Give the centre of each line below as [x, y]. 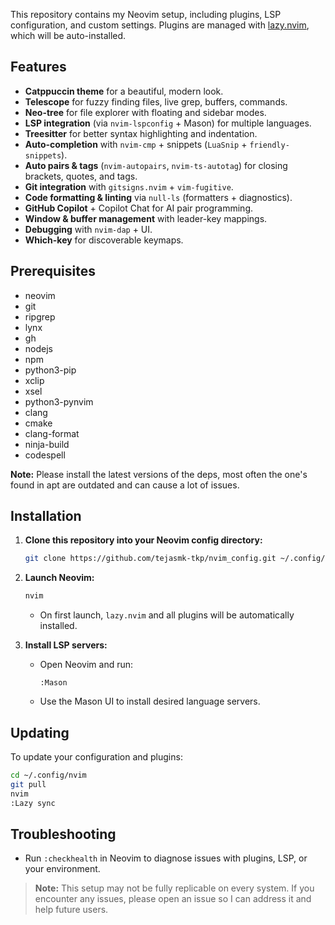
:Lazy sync [33, 803]
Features [38, 67]
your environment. [62, 869]
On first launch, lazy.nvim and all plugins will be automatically [167, 615]
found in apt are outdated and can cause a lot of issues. [125, 485]
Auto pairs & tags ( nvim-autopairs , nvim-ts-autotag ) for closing [156, 165]
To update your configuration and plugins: [96, 757]
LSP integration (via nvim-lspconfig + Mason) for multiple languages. [168, 123]
